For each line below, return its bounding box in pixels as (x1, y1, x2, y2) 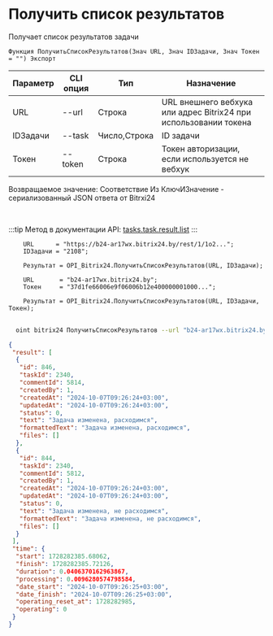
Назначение (186, 77, 236, 89)
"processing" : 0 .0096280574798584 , (15, 575, 136, 583)
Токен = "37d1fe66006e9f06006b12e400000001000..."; (23, 282, 217, 291)
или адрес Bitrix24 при (161, 107, 252, 118)
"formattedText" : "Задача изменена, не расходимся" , (19, 514, 201, 523)
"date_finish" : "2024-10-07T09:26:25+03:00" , (15, 590, 173, 599)
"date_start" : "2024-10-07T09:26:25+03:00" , (15, 582, 169, 590)
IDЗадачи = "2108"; (23, 247, 89, 255)
